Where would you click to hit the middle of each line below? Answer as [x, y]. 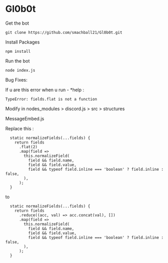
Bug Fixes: [16, 79]
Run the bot [18, 61]
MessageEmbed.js [25, 118]
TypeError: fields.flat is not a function [51, 99]
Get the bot [17, 23]
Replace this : [20, 128]
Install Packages [23, 42]
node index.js [20, 70]
